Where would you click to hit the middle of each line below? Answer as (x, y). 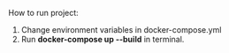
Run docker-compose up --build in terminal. (103, 39)
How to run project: (43, 13)
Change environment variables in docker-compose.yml (121, 30)
